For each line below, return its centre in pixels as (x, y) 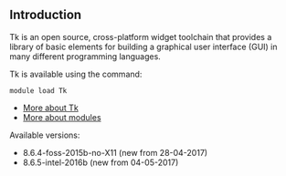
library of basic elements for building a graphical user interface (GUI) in (143, 47)
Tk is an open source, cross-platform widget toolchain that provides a (141, 36)
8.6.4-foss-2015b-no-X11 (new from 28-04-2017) (115, 152)
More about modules (62, 117)
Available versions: (45, 135)
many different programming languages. (85, 56)
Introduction (46, 15)
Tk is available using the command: (76, 74)
